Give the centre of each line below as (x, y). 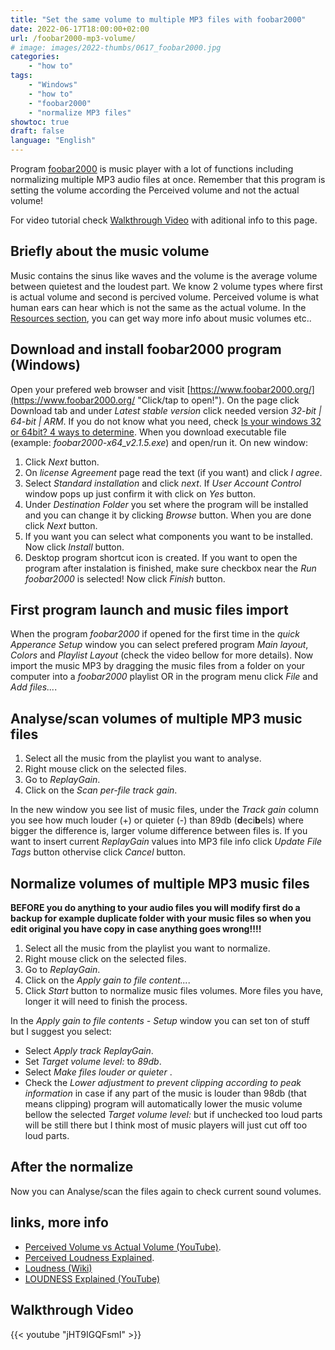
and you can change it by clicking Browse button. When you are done (168, 515)
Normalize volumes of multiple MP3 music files (160, 883)
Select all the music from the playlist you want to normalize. (147, 948)
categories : (35, 57)
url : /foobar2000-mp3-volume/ (73, 38)
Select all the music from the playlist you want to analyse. (143, 758)
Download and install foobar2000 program (146, 349)
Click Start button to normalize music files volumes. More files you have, (174, 991)
